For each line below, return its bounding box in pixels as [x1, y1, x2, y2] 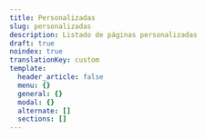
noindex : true [9, 47, 64, 56]
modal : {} [17, 97, 55, 107]
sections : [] [17, 114, 67, 123]
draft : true [9, 38, 55, 48]
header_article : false [17, 73, 104, 82]
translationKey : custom [9, 55, 100, 64]
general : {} [17, 89, 64, 98]
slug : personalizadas [9, 22, 92, 31]
